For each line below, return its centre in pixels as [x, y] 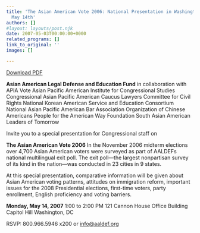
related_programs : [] [33, 39]
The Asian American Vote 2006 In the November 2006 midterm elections [97, 145]
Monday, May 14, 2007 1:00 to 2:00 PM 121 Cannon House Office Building [97, 206]
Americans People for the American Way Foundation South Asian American [98, 115]
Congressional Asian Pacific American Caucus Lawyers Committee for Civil [99, 96]
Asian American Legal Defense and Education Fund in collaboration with [96, 84]
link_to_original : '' [33, 45]
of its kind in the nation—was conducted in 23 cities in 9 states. [84, 163]
